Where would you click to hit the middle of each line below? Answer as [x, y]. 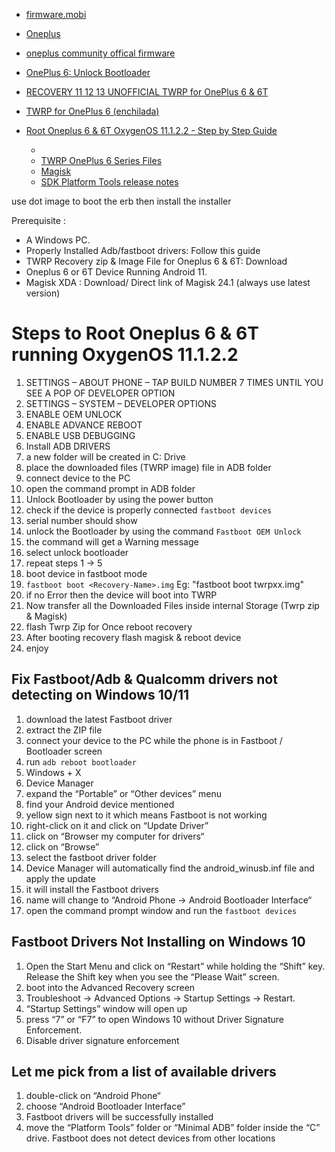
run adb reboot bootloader [81, 761]
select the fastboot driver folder [91, 857]
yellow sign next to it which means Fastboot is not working [146, 815]
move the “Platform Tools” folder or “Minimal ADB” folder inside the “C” [173, 1128]
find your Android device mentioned [100, 804]
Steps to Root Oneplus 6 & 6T [135, 333]
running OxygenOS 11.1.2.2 [125, 355]
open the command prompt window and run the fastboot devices [161, 910]
